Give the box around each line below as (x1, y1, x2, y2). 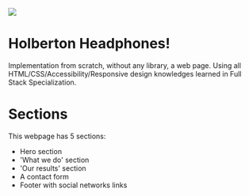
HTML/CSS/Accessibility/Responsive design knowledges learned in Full (8, 69, 242, 78)
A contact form (19, 171, 70, 181)
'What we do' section (19, 155, 90, 164)
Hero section (19, 146, 62, 156)
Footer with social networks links (19, 180, 128, 190)
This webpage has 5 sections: (8, 131, 106, 141)
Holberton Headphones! (8, 35, 170, 53)
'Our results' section (19, 163, 86, 173)
